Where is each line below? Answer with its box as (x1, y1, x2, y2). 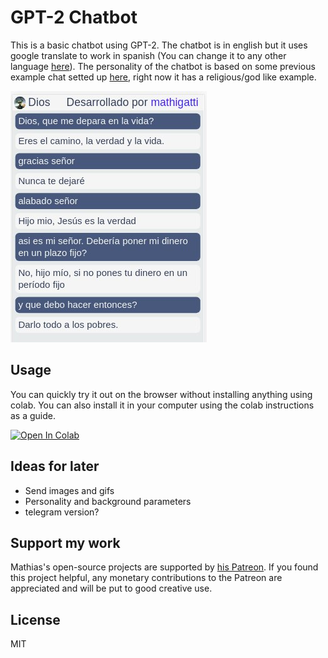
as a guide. (10, 409, 57, 421)
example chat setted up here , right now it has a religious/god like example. (10, 71, 317, 83)
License (10, 611, 61, 628)
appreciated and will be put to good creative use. (10, 582, 213, 595)
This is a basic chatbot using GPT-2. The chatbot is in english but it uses (10, 39, 308, 51)
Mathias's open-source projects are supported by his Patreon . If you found (10, 561, 319, 573)
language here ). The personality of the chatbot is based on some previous (10, 60, 316, 72)
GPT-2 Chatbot (10, 6, 138, 29)
